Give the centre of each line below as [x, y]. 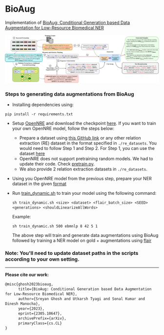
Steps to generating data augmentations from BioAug [70, 94]
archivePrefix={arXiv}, [42, 318]
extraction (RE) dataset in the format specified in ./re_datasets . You [88, 143]
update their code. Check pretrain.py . [57, 164]
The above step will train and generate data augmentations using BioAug [85, 235]
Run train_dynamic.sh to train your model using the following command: [84, 193]
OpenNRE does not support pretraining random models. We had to [86, 159]
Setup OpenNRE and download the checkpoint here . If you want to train [84, 124]
